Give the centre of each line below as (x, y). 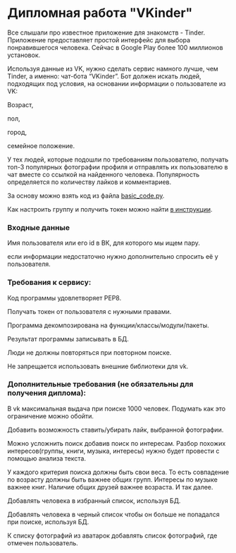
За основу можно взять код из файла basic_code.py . (86, 195)
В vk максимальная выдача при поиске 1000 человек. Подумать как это (117, 408)
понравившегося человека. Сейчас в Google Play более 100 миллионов (115, 47)
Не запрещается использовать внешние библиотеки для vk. (98, 366)
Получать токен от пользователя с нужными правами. (89, 311)
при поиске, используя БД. (48, 522)
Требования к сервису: (49, 282)
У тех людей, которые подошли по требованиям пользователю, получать (118, 159)
